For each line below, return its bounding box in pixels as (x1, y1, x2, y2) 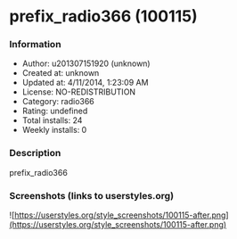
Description (9, 147, 61, 160)
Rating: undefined (21, 105, 88, 117)
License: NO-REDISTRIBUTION (21, 87, 136, 97)
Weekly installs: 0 (21, 125, 87, 136)
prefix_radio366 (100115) (9, 6, 198, 27)
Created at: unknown (21, 68, 100, 78)
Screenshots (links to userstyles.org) (9, 189, 175, 202)
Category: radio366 (21, 96, 95, 107)
